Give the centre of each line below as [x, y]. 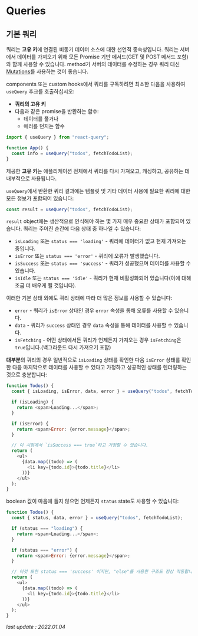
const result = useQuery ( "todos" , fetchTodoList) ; [70, 209]
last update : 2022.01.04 [36, 627]
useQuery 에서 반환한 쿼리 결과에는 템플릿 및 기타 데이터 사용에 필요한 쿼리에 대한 [98, 191]
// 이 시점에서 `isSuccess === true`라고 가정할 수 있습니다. [80, 445]
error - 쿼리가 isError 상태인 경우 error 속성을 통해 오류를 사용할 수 [94, 310]
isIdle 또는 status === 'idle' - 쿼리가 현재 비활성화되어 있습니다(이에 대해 [103, 278]
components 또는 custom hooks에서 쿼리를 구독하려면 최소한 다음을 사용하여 [96, 84]
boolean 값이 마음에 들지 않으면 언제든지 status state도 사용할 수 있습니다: [93, 501]
